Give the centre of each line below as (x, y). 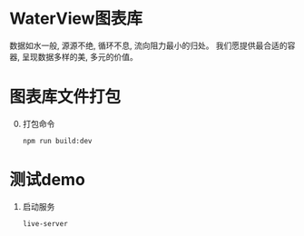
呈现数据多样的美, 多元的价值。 (79, 56)
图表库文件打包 (65, 97)
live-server (45, 223)
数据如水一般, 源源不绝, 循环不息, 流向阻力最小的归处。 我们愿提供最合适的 (148, 45)
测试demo (48, 180)
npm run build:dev (57, 141)
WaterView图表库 (76, 19)
